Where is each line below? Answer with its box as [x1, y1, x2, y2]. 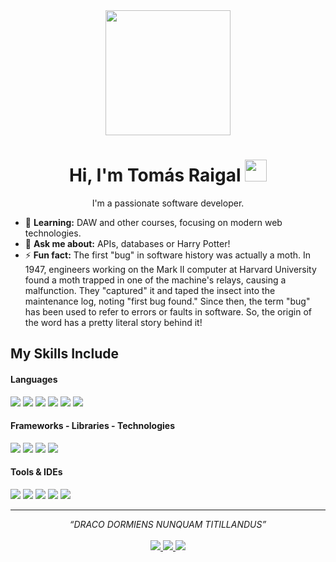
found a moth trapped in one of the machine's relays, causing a [24, 274, 287, 286]
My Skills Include [10, 345, 119, 363]
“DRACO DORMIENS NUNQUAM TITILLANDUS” [69, 518, 267, 530]
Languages [10, 373, 58, 385]
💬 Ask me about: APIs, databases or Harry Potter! [24, 237, 231, 249]
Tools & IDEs [10, 466, 63, 478]
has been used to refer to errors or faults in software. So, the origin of [24, 305, 312, 318]
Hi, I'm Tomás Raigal [68, 164, 242, 187]
